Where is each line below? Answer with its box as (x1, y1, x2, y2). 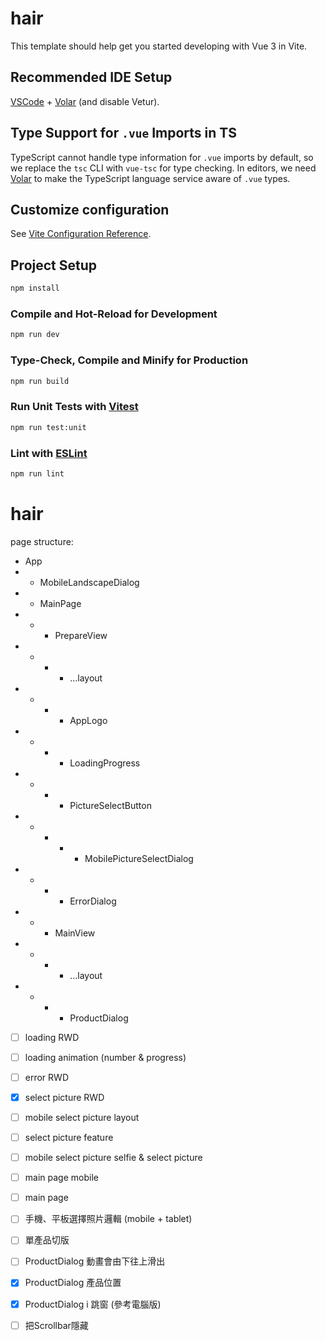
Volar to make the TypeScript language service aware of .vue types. (10, 172, 291, 184)
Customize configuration (10, 201, 170, 218)
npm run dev (10, 330, 60, 340)
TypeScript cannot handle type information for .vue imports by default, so (10, 151, 314, 163)
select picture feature (24, 1132, 114, 1143)
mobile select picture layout (24, 1111, 140, 1123)
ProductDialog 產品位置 (24, 1277, 122, 1289)
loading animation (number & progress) (24, 1051, 187, 1063)
